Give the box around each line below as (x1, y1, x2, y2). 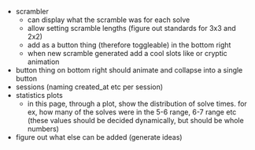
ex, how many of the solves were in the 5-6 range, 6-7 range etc (27, 107, 237, 117)
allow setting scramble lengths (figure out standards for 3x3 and (27, 24, 236, 32)
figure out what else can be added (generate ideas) (15, 133, 183, 141)
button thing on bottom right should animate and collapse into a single (15, 66, 243, 74)
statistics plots (15, 91, 63, 99)
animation (27, 57, 60, 66)
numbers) (27, 124, 59, 133)
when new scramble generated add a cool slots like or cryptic (27, 49, 228, 58)
